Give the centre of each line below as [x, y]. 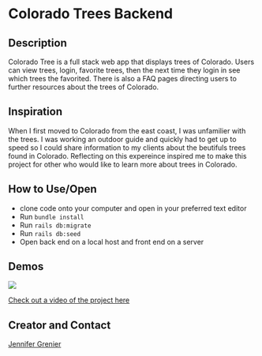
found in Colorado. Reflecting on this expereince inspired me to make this [127, 156]
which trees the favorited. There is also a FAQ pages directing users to [122, 79]
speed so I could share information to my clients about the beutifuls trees [127, 148]
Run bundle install [52, 216]
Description [37, 43]
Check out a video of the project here [69, 300]
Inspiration [36, 112]
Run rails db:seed [50, 233]
